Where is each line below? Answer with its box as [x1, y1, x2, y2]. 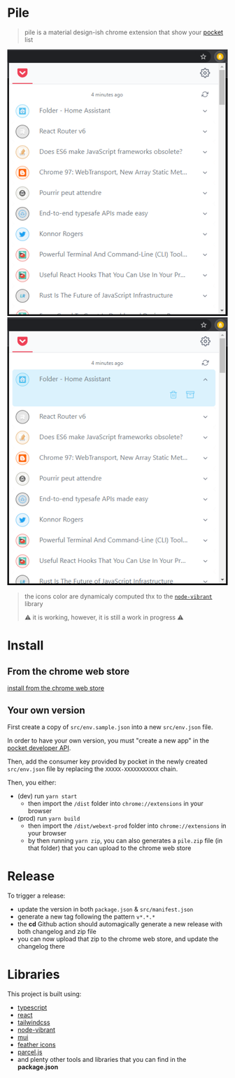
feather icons [17, 1040, 56, 1049]
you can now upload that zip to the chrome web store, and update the [17, 935, 219, 943]
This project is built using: [7, 989, 82, 998]
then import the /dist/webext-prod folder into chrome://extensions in [27, 821, 227, 830]
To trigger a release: [7, 891, 66, 900]
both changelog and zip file [17, 927, 97, 935]
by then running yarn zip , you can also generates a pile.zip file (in [27, 836, 222, 845]
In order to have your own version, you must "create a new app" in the [7, 736, 210, 745]
